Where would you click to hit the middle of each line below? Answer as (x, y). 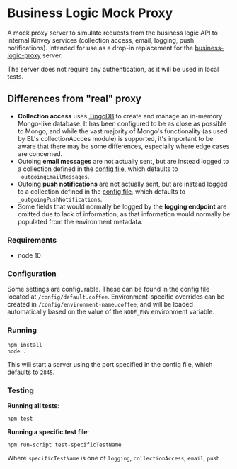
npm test (20, 419)
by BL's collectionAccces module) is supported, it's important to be (115, 138)
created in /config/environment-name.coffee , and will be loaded (100, 304)
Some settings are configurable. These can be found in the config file (109, 289)
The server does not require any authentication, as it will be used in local (113, 69)
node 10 (29, 255)
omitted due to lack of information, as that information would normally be (124, 214)
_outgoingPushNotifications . (60, 199)
